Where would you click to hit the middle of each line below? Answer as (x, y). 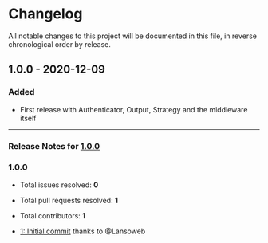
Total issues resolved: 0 (59, 185)
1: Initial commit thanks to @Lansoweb (83, 231)
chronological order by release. (60, 44)
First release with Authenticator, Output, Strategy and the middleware (134, 109)
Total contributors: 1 (53, 215)
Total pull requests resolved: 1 (69, 200)
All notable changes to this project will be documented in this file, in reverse (133, 36)
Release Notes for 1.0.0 (54, 146)
